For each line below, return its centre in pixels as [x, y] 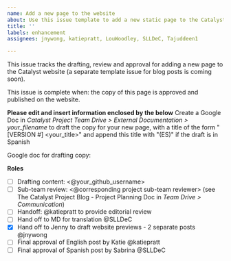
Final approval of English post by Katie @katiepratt [88, 242]
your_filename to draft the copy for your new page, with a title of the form [111, 127]
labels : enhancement [37, 33]
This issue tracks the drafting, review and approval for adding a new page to [115, 64]
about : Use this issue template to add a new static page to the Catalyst [117, 20]
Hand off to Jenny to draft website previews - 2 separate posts [106, 227]
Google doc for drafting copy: [49, 156]
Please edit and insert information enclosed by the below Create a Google [114, 113]
